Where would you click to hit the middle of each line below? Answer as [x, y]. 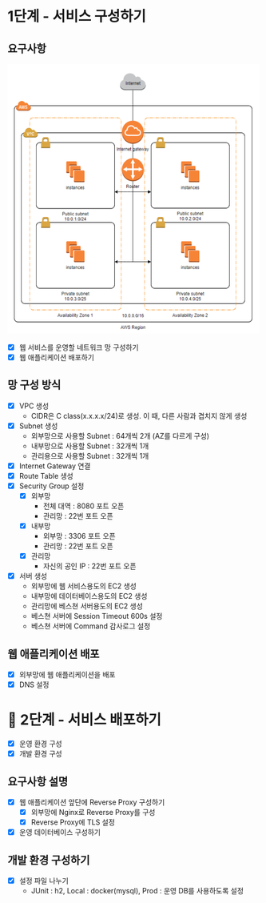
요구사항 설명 [38, 781]
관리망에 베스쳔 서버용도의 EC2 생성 [87, 606]
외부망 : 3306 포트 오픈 [79, 536]
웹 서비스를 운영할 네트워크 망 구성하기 [79, 347]
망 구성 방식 [34, 385]
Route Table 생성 [46, 476]
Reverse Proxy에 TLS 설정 [73, 822]
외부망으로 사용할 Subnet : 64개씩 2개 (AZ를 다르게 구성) [120, 435]
